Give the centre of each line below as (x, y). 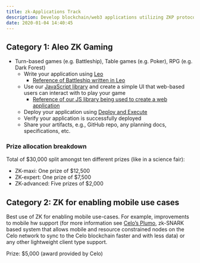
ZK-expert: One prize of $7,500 (53, 177)
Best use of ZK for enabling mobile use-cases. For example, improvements (98, 217)
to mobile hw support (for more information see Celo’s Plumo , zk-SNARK (95, 223)
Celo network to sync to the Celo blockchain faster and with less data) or (96, 236)
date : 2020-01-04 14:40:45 (40, 23)
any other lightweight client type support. (57, 242)
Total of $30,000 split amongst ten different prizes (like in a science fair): (96, 159)
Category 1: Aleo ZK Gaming (60, 47)
